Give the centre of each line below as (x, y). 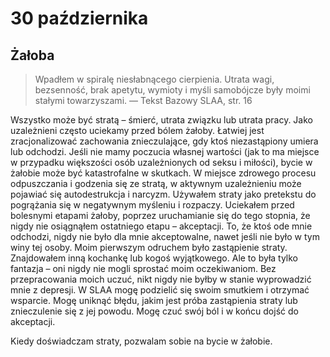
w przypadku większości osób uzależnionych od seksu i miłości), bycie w (161, 162)
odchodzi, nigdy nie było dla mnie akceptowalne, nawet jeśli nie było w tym (165, 236)
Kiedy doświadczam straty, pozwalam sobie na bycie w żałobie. (141, 341)
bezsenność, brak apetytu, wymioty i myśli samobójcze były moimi (172, 90)
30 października (79, 18)
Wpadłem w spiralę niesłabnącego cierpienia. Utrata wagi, (154, 79)
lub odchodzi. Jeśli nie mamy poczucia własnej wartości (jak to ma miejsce (165, 151)
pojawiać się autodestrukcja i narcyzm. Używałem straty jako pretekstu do (163, 194)
